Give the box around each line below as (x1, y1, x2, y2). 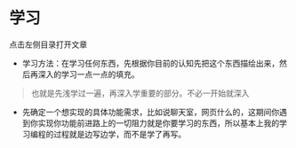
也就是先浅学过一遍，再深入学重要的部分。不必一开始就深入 (30, 88, 250, 98)
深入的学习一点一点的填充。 (37, 68, 140, 80)
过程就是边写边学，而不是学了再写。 (52, 129, 187, 139)
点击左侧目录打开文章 (9, 39, 87, 50)
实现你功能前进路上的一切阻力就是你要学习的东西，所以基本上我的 (37, 117, 280, 129)
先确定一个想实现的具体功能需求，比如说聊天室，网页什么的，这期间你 (21, 106, 280, 117)
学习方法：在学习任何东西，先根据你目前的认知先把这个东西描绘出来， (21, 58, 280, 68)
